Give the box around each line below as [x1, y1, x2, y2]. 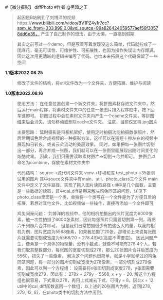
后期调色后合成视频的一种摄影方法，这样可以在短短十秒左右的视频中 [21, 135, 158, 141]
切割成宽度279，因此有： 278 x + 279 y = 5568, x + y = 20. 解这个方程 [17, 271, 156, 277]
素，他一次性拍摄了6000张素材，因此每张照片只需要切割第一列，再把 [17, 217, 156, 222]
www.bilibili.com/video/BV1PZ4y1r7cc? [31, 20, 109, 26]
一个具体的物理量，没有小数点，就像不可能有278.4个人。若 [38, 241, 157, 247]
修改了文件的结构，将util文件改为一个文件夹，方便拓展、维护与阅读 [17, 80, 151, 86]
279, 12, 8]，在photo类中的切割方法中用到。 [17, 289, 106, 295]
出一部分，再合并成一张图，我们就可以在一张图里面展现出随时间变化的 [17, 148, 158, 153]
